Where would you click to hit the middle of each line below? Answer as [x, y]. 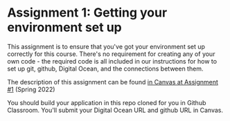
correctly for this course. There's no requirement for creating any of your [111, 54]
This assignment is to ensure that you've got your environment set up [106, 46]
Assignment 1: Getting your [87, 13]
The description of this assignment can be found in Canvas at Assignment [113, 82]
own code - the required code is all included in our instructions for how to [112, 61]
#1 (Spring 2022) [31, 89]
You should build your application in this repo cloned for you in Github [107, 102]
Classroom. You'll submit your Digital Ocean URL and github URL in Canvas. [115, 110]
